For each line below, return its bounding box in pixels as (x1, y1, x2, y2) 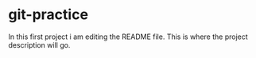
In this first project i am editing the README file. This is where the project (8, 32, 248, 41)
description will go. (8, 40, 71, 49)
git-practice (8, 6, 89, 24)
